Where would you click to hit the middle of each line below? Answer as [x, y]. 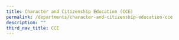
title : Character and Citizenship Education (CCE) [70, 11]
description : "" [26, 22]
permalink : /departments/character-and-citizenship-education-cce [89, 17]
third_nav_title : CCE [33, 28]
